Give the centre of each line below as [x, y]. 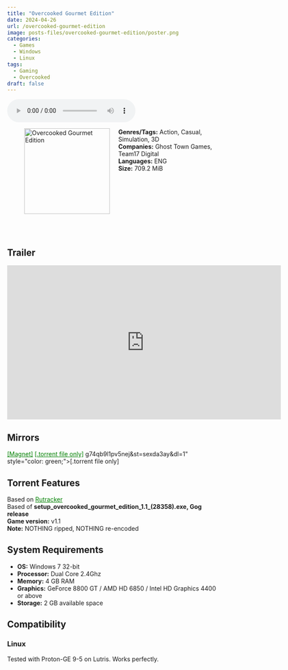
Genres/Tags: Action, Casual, [160, 132]
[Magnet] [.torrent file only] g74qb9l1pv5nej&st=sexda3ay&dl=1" [97, 454]
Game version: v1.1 [34, 521]
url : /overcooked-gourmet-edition [56, 26]
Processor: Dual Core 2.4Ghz [59, 573]
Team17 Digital [139, 154]
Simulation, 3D [139, 139]
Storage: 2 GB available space [60, 603]
